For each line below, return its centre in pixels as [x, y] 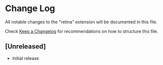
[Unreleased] [26, 47]
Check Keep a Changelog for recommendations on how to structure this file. [82, 31]
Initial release [25, 58]
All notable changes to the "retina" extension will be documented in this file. [81, 22]
